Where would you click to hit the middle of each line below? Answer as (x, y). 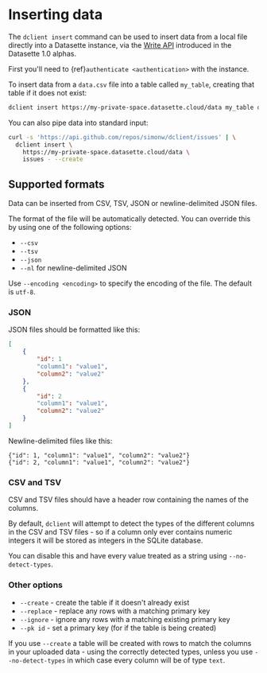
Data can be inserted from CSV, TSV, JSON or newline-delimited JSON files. (133, 204)
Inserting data (56, 15)
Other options (36, 585)
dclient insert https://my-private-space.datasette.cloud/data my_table (131, 107)
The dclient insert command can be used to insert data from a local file (128, 37)
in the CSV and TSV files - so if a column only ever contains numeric (120, 532)
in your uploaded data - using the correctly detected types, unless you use (131, 652)
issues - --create (53, 159)
